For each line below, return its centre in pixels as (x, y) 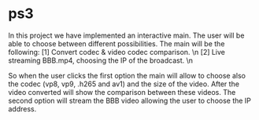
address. (22, 109)
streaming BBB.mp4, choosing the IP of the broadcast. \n (101, 60)
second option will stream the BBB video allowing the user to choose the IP (130, 100)
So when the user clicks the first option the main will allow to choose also (127, 75)
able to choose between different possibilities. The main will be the (117, 43)
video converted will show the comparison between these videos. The (122, 92)
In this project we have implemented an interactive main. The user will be (126, 35)
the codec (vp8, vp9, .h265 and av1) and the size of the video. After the (124, 84)
